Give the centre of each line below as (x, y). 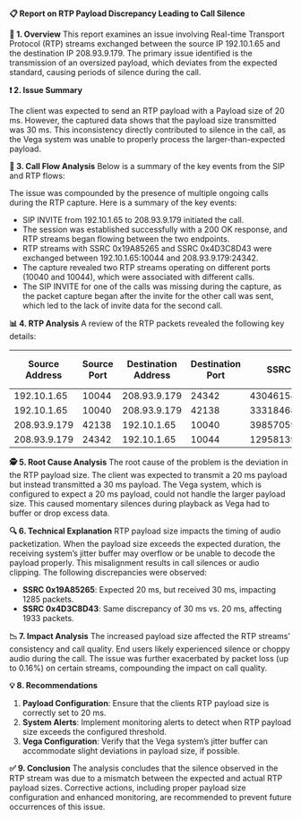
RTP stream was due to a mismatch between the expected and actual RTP (146, 778)
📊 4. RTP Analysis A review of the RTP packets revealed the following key (147, 323)
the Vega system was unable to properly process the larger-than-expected (147, 139)
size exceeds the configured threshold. (95, 732)
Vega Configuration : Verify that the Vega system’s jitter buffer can (145, 741)
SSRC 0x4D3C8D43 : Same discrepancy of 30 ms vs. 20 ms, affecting (152, 609)
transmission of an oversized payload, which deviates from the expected (143, 63)
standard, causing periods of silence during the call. (105, 72)
